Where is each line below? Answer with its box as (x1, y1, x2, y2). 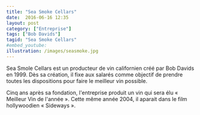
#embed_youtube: (6, 43, 47, 49)
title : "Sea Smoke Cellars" (6, 8, 77, 15)
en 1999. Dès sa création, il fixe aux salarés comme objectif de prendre (6, 70, 183, 78)
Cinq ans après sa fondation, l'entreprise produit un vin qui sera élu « (6, 89, 178, 96)
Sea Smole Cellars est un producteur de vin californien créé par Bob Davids (6, 64, 195, 72)
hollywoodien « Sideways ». (6, 102, 76, 109)
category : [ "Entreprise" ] (6, 25, 71, 32)
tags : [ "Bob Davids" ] (6, 31, 61, 37)
